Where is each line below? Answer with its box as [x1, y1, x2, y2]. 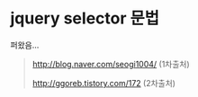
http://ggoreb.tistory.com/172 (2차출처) [31, 77, 176, 88]
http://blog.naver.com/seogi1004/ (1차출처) [31, 58, 190, 69]
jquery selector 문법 [10, 8, 160, 29]
